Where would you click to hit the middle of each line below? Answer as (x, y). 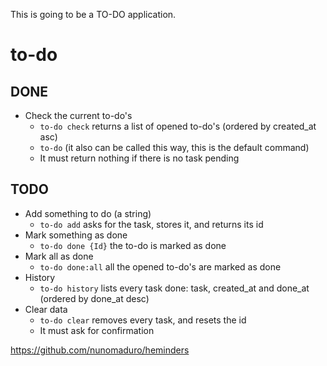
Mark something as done (76, 235)
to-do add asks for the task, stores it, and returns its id (151, 224)
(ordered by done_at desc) (94, 298)
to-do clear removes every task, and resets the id (143, 320)
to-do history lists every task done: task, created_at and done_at (174, 288)
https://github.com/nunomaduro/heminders (100, 350)
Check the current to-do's (78, 115)
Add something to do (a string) (88, 213)
